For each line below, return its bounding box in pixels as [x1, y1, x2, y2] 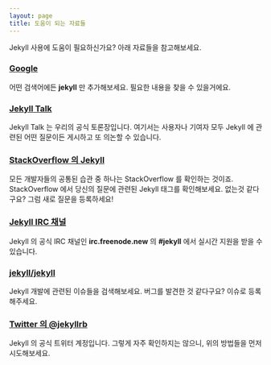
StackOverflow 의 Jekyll [9, 155, 105, 166]
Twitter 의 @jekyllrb [9, 318, 88, 330]
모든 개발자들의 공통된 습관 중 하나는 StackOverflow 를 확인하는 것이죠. [9, 174, 234, 184]
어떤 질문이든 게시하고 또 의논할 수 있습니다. [23, 132, 162, 142]
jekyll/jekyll [9, 267, 55, 278]
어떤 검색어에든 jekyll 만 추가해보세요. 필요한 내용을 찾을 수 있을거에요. [9, 82, 232, 92]
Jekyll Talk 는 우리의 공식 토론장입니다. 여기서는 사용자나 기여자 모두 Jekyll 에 [9, 122, 254, 132]
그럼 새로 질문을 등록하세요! [27, 194, 114, 204]
